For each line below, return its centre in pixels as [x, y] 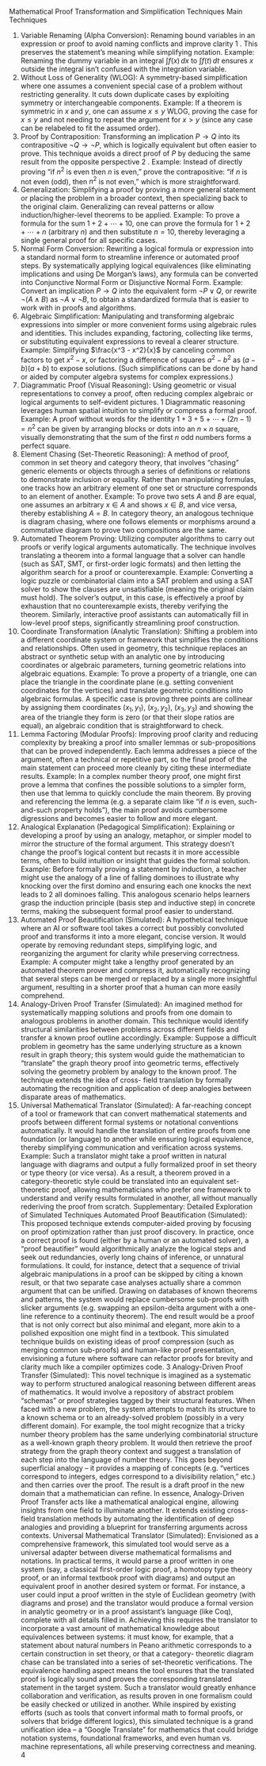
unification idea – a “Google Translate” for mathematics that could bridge [139, 1729]
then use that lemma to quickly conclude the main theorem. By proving [136, 793]
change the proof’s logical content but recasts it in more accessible [130, 852]
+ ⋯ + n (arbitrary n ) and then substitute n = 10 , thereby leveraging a [133, 232]
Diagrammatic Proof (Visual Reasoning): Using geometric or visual [128, 385]
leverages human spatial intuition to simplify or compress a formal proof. [139, 410]
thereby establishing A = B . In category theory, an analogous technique [137, 513]
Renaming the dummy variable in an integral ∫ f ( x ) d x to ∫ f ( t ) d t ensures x [137, 60]
